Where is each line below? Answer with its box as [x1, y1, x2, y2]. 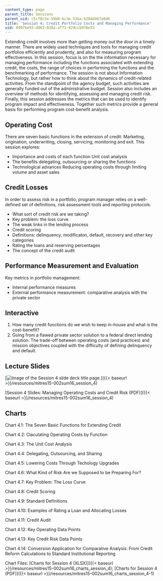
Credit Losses [5, 183, 48, 192]
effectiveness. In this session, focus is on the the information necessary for [5, 54, 156, 60]
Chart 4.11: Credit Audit [5, 517, 51, 523]
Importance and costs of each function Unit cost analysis [12, 153, 127, 159]
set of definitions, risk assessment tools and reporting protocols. [21, 201, 151, 207]
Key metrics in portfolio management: [5, 275, 81, 281]
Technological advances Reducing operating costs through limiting [12, 164, 147, 169]
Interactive [5, 309, 39, 317]
